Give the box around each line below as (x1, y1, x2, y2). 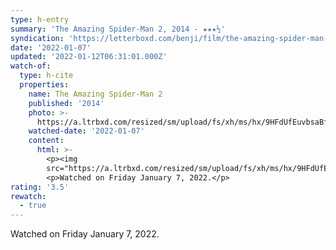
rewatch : (10, 191, 47, 201)
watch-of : (10, 61, 52, 71)
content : (28, 136, 65, 146)
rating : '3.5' (10, 182, 70, 192)
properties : (19, 80, 70, 90)
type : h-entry (10, 14, 70, 25)
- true (19, 201, 47, 211)
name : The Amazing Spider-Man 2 (28, 89, 163, 99)
